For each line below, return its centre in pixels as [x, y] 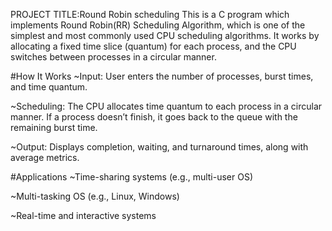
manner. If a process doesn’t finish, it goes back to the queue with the [154, 117]
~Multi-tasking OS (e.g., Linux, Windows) [95, 196]
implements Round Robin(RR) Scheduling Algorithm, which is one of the [158, 25]
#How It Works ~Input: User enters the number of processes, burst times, [162, 76]
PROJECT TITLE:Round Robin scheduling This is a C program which [150, 14]
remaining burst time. [54, 127]
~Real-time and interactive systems [83, 215]
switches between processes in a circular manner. [113, 57]
